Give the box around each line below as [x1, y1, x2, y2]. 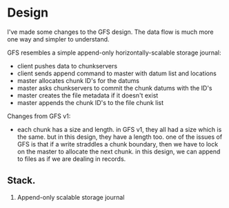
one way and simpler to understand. [7, 35, 110, 43]
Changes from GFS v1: [7, 112, 71, 120]
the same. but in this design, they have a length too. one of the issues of [17, 133, 223, 141]
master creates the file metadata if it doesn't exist [17, 91, 159, 100]
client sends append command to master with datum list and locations [17, 69, 217, 77]
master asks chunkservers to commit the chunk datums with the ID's [17, 84, 212, 92]
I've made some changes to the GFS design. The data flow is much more [7, 28, 214, 36]
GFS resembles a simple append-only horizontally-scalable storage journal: [7, 48, 222, 57]
